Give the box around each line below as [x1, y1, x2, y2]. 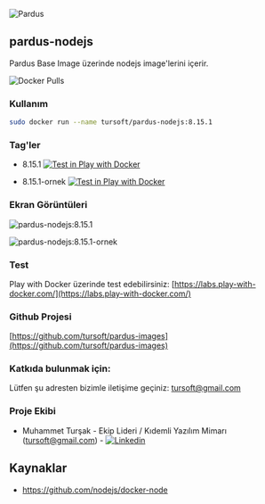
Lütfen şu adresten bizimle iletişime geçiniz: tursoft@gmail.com [9, 383, 242, 393]
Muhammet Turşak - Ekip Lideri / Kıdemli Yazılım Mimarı [21, 425, 227, 436]
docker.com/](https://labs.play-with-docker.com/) [9, 288, 191, 299]
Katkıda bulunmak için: [9, 362, 111, 375]
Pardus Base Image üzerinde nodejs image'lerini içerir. [9, 58, 209, 69]
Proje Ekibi [9, 405, 56, 417]
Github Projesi [9, 310, 72, 323]
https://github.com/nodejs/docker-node [21, 484, 169, 495]
